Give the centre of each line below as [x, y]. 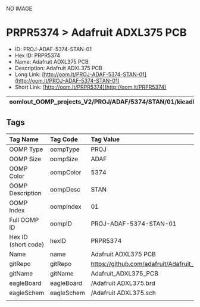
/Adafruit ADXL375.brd [123, 283]
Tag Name [24, 139]
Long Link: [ [29, 74]
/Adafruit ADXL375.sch [123, 293]
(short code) [27, 245]
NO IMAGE [19, 9]
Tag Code [64, 139]
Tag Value [105, 139]
